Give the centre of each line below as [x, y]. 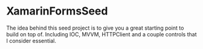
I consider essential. [31, 41]
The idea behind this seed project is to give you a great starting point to [95, 28]
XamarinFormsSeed [57, 11]
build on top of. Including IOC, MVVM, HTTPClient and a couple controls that [101, 34]
